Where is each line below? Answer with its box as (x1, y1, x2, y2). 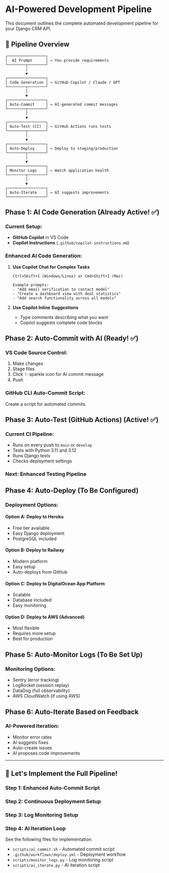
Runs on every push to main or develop (12, 442, 92, 448)
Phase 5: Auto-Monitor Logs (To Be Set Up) (5, 650, 143, 659)
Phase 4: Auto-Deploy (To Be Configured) (5, 486, 139, 495)
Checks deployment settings (12, 458, 72, 464)
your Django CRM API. (5, 25, 52, 31)
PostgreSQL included (12, 535, 57, 541)
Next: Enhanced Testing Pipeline (5, 470, 87, 478)
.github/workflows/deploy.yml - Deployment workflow (12, 851, 126, 857)
